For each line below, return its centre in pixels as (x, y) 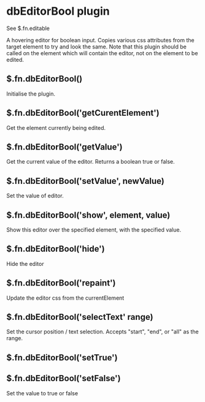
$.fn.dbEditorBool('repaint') (61, 283)
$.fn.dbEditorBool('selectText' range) (80, 317)
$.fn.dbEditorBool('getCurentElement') (83, 113)
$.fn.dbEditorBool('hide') (56, 249)
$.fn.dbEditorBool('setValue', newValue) (85, 181)
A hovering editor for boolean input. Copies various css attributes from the (100, 40)
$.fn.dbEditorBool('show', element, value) (88, 215)
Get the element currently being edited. (56, 127)
